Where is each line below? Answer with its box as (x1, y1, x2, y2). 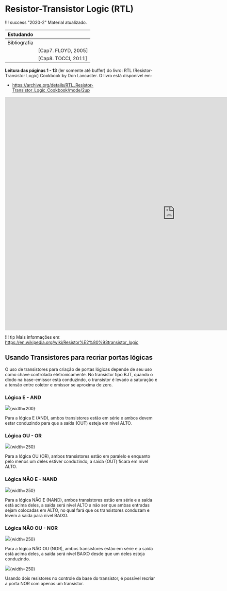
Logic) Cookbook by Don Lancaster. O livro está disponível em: (26, 72, 152, 78)
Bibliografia (7, 39, 34, 46)
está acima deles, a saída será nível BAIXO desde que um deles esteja (5, 551, 145, 556)
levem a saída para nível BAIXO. (5, 512, 69, 518)
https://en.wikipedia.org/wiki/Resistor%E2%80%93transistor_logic (5, 339, 139, 345)
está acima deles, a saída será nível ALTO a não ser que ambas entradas (5, 502, 150, 508)
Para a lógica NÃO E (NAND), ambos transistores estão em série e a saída (5, 497, 153, 503)
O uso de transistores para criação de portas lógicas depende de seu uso (5, 366, 152, 372)
